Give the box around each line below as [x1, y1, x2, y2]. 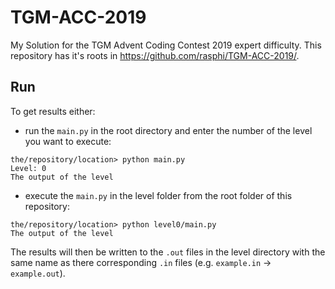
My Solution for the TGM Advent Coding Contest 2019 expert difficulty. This [10, 39, 322, 51]
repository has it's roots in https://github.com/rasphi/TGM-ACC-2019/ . [10, 49, 300, 61]
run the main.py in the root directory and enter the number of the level [24, 124, 313, 136]
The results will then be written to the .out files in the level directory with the [10, 246, 326, 258]
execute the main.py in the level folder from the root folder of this [24, 189, 293, 201]
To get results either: [10, 105, 96, 117]
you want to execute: [24, 135, 112, 147]
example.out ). [10, 267, 66, 279]
